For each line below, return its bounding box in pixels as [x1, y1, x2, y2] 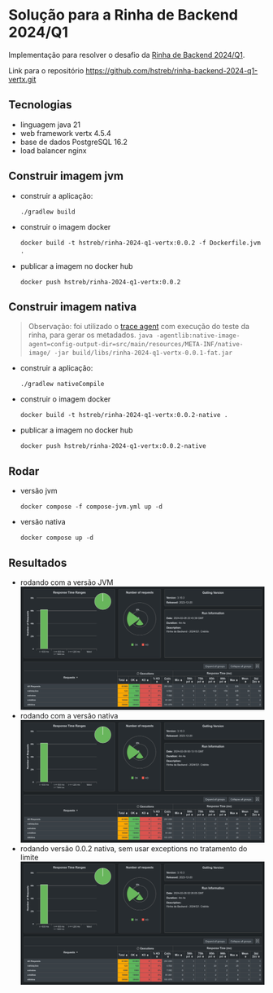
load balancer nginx [19, 145, 87, 156]
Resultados [8, 556, 67, 569]
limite [19, 853, 39, 862]
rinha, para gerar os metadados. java [28, 330, 153, 340]
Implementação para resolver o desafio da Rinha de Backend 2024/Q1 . [8, 50, 245, 59]
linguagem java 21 [19, 120, 81, 130]
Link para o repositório [8, 65, 84, 75]
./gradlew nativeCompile [19, 380, 105, 389]
